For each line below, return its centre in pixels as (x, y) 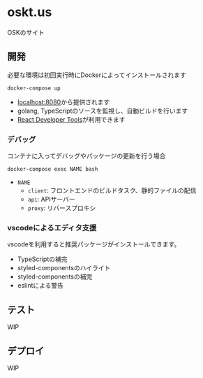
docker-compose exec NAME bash (53, 169)
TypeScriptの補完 (42, 259)
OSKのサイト (26, 32)
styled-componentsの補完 (55, 276)
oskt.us (30, 12)
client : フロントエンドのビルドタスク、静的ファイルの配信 (112, 190)
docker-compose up (34, 88)
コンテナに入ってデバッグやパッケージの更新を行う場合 (87, 156)
